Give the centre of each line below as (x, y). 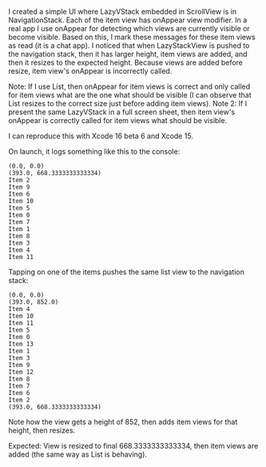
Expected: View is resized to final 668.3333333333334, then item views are (133, 446)
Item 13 (21, 344)
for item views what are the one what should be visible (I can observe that (130, 95)
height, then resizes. (42, 430)
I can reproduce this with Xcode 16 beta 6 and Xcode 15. (101, 136)
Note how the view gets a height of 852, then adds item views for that (123, 422)
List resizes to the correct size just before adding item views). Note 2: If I (128, 104)
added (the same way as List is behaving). (78, 454)
